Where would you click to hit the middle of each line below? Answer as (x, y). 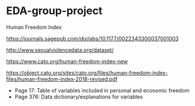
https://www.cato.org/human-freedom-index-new (67, 61)
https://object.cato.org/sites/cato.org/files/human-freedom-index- (87, 72)
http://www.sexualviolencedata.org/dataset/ (60, 50)
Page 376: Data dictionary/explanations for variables (79, 97)
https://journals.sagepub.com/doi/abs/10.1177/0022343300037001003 (92, 38)
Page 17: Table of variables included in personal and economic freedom (102, 90)
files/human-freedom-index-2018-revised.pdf (62, 79)
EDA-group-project (54, 11)
